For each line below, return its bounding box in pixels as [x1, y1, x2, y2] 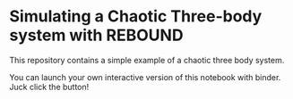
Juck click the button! [9, 81, 90, 92]
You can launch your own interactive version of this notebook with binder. [9, 71, 281, 82]
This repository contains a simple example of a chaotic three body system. [9, 54, 285, 65]
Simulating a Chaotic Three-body [9, 6, 263, 27]
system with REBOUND [9, 25, 184, 45]
